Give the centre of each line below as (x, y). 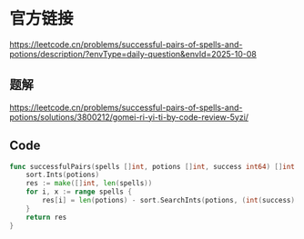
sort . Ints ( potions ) (63, 175)
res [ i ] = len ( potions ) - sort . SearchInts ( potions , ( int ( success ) (169, 201)
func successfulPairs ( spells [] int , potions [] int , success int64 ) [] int (152, 166)
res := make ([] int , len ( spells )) (89, 184)
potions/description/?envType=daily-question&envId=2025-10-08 (133, 54)
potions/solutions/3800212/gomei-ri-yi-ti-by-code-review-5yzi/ (129, 117)
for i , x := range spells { (79, 192)
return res (46, 217)
